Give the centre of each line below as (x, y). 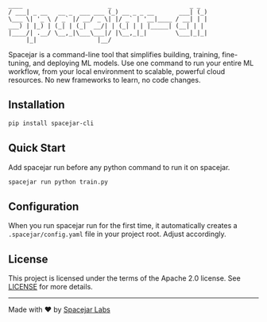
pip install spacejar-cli (51, 123)
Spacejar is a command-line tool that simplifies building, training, (114, 54)
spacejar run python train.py (58, 182)
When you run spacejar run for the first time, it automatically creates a (123, 226)
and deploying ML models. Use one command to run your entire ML (143, 63)
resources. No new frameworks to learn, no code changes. (104, 80)
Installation (37, 105)
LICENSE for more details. (50, 287)
